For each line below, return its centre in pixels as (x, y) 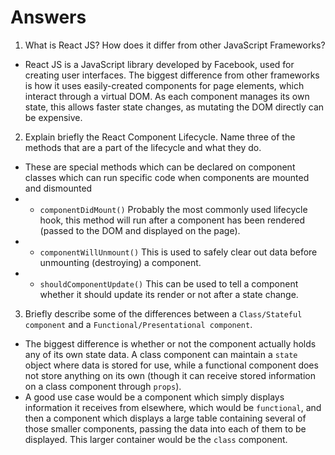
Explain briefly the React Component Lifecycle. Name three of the (160, 137)
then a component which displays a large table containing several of (165, 418)
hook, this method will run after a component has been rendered (172, 220)
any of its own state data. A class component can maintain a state (161, 354)
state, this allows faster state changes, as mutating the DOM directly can (174, 107)
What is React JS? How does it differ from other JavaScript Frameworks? (175, 45)
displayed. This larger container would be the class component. (156, 439)
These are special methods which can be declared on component (160, 167)
